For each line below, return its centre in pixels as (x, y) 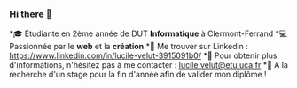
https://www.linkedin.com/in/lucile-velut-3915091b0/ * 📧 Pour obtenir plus (143, 55)
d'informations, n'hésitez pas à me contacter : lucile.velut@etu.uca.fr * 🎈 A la (148, 65)
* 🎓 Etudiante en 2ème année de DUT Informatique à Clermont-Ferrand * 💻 (148, 33)
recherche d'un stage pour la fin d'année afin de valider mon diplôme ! (138, 75)
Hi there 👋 (31, 14)
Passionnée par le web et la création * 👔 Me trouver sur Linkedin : (129, 47)
